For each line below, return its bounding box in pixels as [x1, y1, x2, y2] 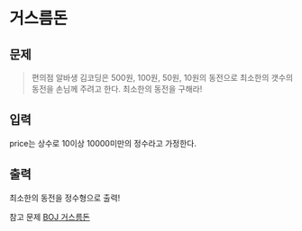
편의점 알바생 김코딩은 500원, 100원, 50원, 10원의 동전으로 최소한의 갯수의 [31, 73, 294, 83]
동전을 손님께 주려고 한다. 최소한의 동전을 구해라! [31, 84, 203, 94]
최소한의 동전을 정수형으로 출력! [9, 192, 121, 203]
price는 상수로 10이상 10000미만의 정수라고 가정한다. [9, 138, 197, 148]
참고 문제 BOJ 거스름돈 [9, 211, 90, 222]
